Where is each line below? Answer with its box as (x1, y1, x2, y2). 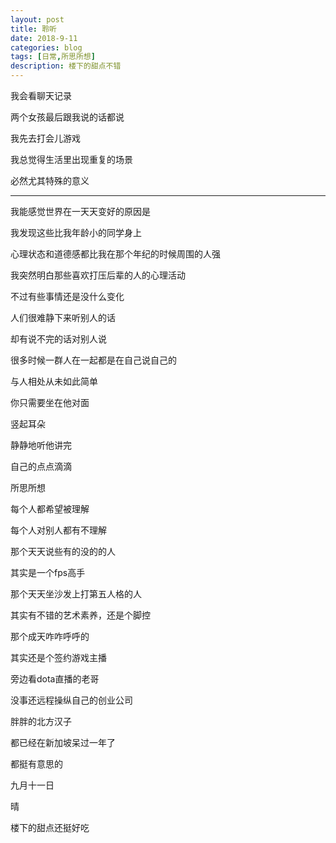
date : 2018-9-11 (10, 33, 78, 43)
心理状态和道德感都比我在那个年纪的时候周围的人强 (10, 248, 221, 260)
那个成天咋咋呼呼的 (10, 631, 90, 642)
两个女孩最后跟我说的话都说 (10, 111, 125, 123)
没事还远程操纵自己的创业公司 (10, 694, 133, 706)
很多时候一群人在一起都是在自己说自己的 (10, 354, 177, 366)
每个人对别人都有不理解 (10, 524, 107, 536)
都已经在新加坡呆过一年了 (10, 737, 116, 748)
